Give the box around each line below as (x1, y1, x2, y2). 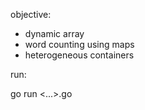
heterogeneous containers (24, 49, 135, 61)
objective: (10, 9, 52, 20)
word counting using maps (24, 39, 135, 50)
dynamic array (24, 28, 85, 39)
